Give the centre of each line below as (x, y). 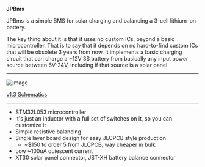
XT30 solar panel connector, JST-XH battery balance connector (95, 158)
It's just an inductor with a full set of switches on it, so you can (94, 118)
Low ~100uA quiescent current (54, 151)
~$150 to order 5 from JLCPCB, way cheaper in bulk (90, 144)
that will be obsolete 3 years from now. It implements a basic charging (94, 52)
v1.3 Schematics (27, 95)
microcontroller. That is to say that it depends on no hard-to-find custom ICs (102, 46)
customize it (31, 125)
